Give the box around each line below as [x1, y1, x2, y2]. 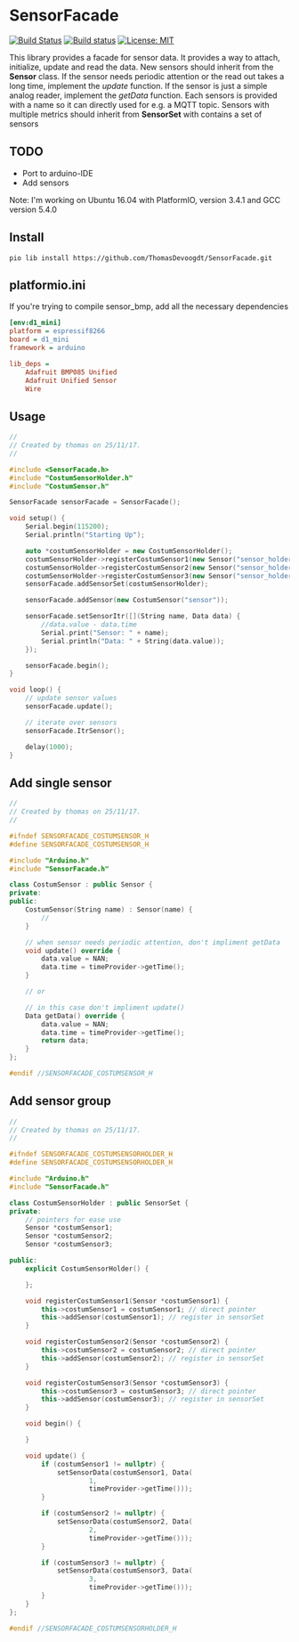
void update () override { [25, 946, 122, 955]
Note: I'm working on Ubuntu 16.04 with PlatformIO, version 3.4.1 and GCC [9, 194, 281, 205]
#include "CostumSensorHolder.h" [9, 473, 133, 482]
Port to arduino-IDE [21, 167, 93, 178]
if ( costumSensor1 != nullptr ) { [41, 1459, 166, 1468]
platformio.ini [9, 277, 86, 292]
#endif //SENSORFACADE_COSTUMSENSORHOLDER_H [9, 1623, 177, 1633]
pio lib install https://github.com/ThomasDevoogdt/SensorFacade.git [9, 253, 273, 263]
